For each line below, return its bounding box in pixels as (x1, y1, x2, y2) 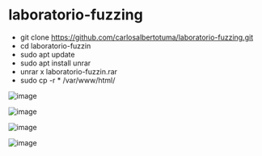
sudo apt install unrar (19, 58, 91, 68)
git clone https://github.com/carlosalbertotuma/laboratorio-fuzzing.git (19, 32, 253, 42)
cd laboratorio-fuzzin (19, 40, 91, 50)
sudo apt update (19, 49, 75, 59)
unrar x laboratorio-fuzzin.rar (19, 66, 118, 76)
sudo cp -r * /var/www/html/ (19, 75, 116, 85)
